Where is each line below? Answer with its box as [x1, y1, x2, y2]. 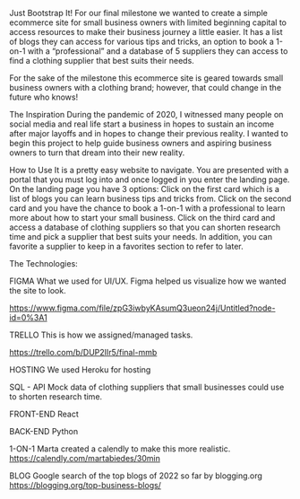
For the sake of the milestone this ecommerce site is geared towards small [9, 73, 284, 83]
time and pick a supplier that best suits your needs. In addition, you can [9, 232, 273, 241]
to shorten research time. [9, 391, 103, 402]
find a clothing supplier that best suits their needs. [9, 56, 194, 66]
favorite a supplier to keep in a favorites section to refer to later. [9, 241, 244, 251]
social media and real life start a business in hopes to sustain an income [9, 118, 275, 129]
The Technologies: [9, 258, 78, 268]
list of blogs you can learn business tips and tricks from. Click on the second [9, 193, 292, 204]
